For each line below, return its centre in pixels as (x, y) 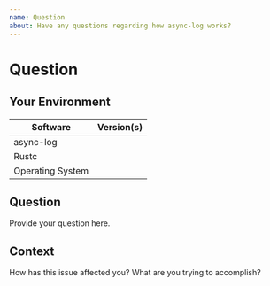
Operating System (51, 171)
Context (32, 251)
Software (51, 127)
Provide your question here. (60, 223)
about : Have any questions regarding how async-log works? (120, 26)
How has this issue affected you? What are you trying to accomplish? (135, 273)
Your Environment (60, 102)
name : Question (37, 17)
